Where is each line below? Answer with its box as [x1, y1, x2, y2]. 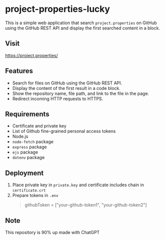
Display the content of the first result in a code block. [12, 85, 121, 91]
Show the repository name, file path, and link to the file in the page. [12, 90, 149, 96]
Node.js [12, 133, 29, 139]
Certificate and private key [12, 123, 67, 129]
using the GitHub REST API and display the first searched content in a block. [5, 25, 161, 31]
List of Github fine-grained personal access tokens [12, 128, 116, 134]
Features [5, 67, 33, 75]
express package [12, 144, 47, 150]
